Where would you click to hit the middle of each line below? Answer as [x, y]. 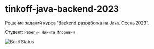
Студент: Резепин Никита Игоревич [40, 32]
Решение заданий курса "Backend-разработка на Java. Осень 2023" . [77, 23]
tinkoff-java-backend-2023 [62, 9]
